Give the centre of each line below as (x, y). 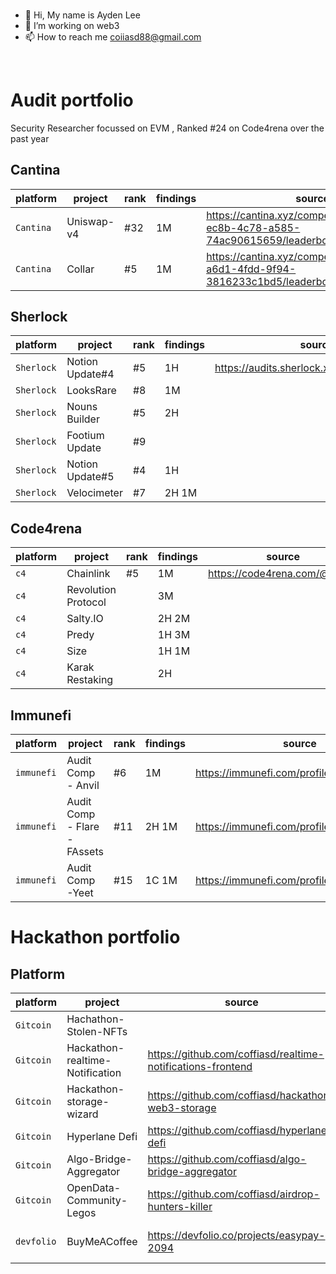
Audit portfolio (72, 100)
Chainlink (88, 574)
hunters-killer (180, 1207)
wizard (82, 1114)
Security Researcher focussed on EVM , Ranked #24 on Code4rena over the (167, 128)
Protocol (86, 602)
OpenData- (94, 1188)
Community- (97, 1201)
